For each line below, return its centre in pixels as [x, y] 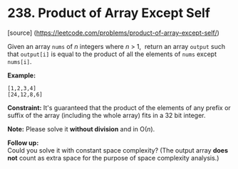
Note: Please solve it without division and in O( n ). [81, 129]
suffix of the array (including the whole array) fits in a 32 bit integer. [107, 115]
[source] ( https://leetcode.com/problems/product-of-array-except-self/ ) [113, 33]
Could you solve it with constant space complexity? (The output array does [118, 150]
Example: [22, 75]
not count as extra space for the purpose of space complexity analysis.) [113, 158]
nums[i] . [20, 61]
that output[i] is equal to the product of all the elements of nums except [112, 54]
